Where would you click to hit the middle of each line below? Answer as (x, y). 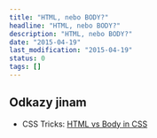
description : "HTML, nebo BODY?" (71, 34)
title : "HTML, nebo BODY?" (59, 17)
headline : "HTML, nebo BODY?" (65, 26)
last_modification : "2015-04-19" (71, 50)
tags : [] (25, 67)
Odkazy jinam (48, 103)
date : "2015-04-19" (45, 42)
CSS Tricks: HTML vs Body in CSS (85, 124)
